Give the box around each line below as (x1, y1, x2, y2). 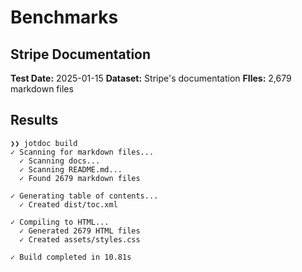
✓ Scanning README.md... (19, 164, 123, 175)
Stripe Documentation (10, 46, 152, 63)
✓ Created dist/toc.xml (19, 199, 118, 210)
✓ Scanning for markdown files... (10, 147, 155, 157)
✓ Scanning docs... (19, 156, 101, 166)
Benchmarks (10, 6, 119, 29)
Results (10, 112, 59, 129)
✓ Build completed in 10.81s (10, 252, 132, 262)
